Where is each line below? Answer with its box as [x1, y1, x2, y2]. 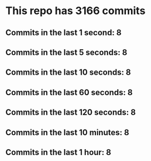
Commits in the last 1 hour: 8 [5, 147, 112, 157]
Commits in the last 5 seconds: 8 [5, 47, 128, 57]
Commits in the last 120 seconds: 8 [5, 108, 136, 118]
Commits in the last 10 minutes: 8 [5, 128, 129, 137]
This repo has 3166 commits [5, 4, 146, 18]
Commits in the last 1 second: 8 [5, 28, 122, 38]
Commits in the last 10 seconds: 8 [5, 68, 131, 78]
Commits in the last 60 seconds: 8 [5, 87, 133, 98]
